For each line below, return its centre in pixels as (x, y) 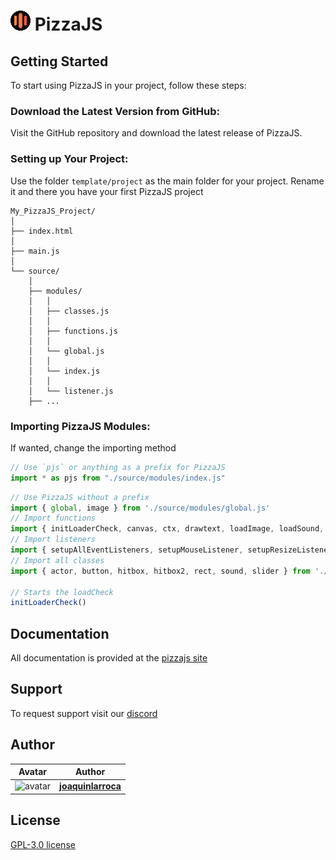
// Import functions (53, 518)
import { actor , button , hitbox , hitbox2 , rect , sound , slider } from (160, 571)
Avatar (33, 772)
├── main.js (35, 251)
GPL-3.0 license (43, 844)
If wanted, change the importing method (93, 447)
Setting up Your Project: (69, 159)
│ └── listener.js (71, 391)
